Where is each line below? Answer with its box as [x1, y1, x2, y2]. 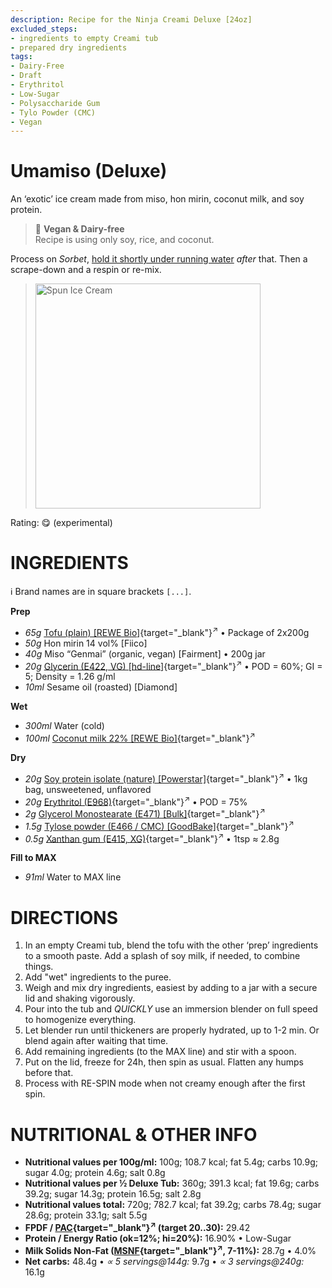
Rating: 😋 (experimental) [10, 517, 113, 529]
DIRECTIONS [10, 906, 118, 929]
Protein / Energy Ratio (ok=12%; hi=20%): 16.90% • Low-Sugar [24, 1232, 292, 1244]
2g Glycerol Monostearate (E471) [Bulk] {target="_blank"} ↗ [24, 806, 266, 820]
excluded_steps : [10, 24, 78, 34]
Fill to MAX [10, 852, 57, 864]
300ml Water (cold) [24, 720, 105, 732]
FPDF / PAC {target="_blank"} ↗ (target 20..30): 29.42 [24, 1220, 251, 1233]
